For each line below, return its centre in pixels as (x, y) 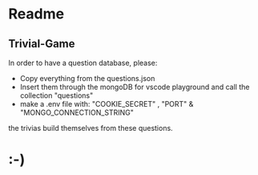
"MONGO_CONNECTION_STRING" (77, 112)
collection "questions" (56, 96)
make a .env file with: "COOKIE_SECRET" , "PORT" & (107, 104)
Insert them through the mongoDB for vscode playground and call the (135, 87)
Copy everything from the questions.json (87, 78)
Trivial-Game (42, 44)
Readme (36, 14)
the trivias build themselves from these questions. (91, 128)
